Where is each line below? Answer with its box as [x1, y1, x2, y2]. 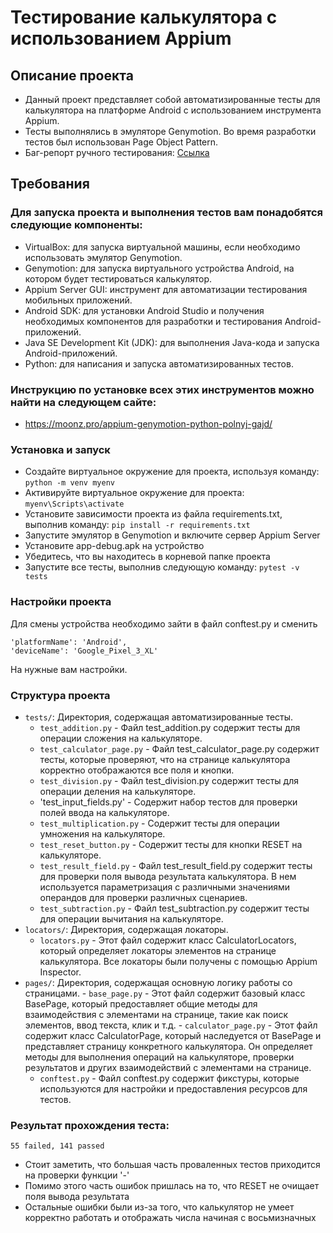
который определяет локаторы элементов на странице [39, 944, 277, 956]
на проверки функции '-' [24, 1169, 130, 1181]
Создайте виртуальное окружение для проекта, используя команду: [24, 466, 320, 478]
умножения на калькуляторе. [39, 827, 166, 840]
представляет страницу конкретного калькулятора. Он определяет [24, 1040, 313, 1052]
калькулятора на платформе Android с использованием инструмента [24, 104, 322, 116]
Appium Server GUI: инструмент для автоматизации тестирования [24, 283, 308, 295]
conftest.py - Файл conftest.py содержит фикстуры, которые [39, 1072, 300, 1084]
